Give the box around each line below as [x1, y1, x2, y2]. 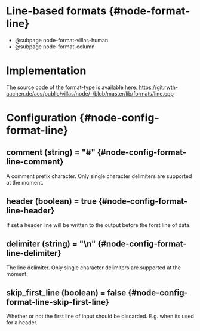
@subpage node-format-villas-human [14, 36, 109, 44]
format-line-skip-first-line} [6, 297, 109, 307]
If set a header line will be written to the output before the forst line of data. [6, 221, 191, 228]
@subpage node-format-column [14, 43, 95, 50]
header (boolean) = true [6, 196, 97, 207]
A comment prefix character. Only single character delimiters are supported [6, 172, 192, 180]
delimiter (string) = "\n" [6, 239, 96, 249]
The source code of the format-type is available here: [6, 84, 138, 91]
